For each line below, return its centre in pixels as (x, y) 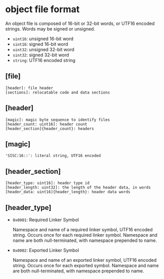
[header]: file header (29, 88)
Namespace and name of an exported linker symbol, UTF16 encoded (85, 260)
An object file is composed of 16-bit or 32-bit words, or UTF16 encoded (80, 23)
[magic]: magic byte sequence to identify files (58, 120)
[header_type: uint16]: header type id (47, 183)
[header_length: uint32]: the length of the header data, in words (78, 188)
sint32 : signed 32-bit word (41, 55)
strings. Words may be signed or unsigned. (50, 28)
